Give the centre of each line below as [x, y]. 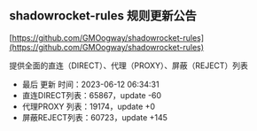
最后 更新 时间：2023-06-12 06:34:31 [90, 84]
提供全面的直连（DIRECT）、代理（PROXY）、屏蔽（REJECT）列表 [128, 65]
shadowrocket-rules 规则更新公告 [103, 16]
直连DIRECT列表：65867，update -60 [92, 95]
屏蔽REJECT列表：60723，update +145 [95, 117]
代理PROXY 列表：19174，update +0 [89, 106]
